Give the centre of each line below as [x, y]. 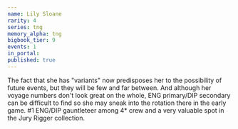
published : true [31, 60]
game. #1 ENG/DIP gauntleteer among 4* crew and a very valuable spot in [116, 110]
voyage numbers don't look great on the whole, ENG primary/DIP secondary [119, 95]
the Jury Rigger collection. [46, 118]
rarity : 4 [22, 21]
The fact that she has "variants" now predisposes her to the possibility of [115, 80]
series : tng [25, 27]
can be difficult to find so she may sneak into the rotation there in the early [117, 103]
